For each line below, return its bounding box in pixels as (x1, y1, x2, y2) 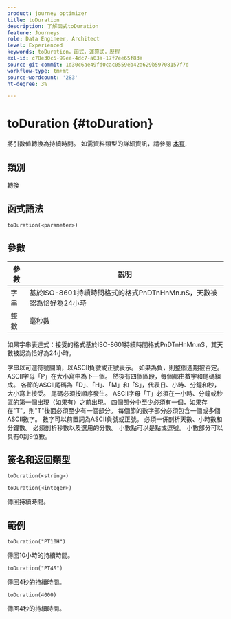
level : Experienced (7, 42, 63, 49)
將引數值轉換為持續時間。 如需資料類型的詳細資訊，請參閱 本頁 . (7, 139, 187, 148)
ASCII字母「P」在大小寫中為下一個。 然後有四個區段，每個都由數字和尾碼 (7, 372, 215, 380)
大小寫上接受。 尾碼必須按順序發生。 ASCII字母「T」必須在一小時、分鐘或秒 (7, 389, 223, 397)
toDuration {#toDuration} (7, 116, 154, 131)
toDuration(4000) (7, 592, 57, 598)
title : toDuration (7, 16, 60, 23)
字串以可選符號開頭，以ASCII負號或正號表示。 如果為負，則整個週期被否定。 (7, 363, 223, 372)
